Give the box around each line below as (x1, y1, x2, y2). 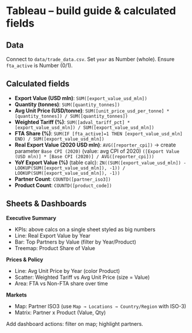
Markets (6, 291, 28, 298)
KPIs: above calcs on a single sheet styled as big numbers (14, 225, 156, 233)
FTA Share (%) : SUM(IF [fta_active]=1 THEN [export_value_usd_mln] (14, 129, 183, 136)
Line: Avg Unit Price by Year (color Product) (14, 267, 120, 274)
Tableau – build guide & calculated (6, 4, 176, 18)
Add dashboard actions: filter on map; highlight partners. (6, 320, 144, 327)
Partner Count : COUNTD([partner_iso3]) (14, 175, 111, 182)
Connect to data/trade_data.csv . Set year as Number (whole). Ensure (6, 56, 175, 62)
